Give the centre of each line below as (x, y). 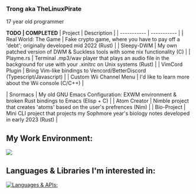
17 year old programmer (35, 22)
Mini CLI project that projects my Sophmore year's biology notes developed (98, 113)
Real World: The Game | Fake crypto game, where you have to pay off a (93, 40)
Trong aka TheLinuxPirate (44, 9)
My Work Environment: (50, 138)
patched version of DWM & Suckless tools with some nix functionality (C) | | (98, 52)
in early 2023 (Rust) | (32, 120)
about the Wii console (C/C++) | (45, 83)
